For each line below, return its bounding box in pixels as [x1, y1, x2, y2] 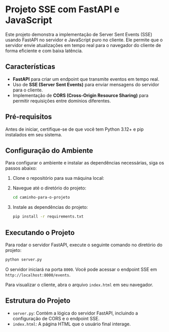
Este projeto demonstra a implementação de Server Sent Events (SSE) [5, 31, 153, 37]
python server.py [5, 257, 42, 262]
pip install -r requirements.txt [12, 214, 84, 219]
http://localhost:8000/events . [5, 272, 71, 278]
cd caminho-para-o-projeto [12, 195, 70, 200]
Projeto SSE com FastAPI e [5, 4, 120, 15]
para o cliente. [12, 87, 43, 93]
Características [5, 62, 55, 71]
